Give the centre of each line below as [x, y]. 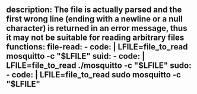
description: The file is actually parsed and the [94, 10]
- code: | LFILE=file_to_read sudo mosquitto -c [93, 75]
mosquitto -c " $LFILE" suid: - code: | [76, 56]
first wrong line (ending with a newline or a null [94, 19]
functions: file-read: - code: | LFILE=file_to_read [97, 47]
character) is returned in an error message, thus [97, 28]
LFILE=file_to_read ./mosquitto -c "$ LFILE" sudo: [99, 66]
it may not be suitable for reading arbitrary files [95, 38]
